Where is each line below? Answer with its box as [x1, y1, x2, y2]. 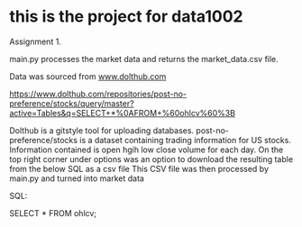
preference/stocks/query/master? [9, 97, 134, 109]
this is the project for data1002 [9, 6, 243, 27]
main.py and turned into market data [9, 173, 144, 184]
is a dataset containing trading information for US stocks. [79, 134, 291, 145]
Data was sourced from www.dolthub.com [9, 70, 167, 82]
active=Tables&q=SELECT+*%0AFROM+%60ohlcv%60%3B [9, 107, 236, 118]
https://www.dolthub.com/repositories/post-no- [9, 88, 188, 99]
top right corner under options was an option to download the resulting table [9, 153, 294, 164]
